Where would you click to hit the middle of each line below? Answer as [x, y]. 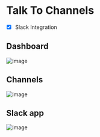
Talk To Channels [50, 11]
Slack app [25, 113]
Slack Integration [36, 27]
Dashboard [27, 47]
